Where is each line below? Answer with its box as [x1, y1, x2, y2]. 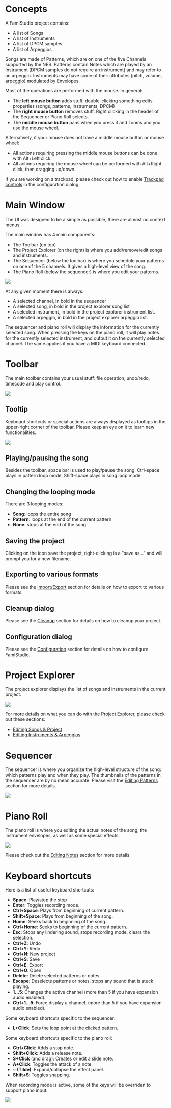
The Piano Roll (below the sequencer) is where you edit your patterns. [12, 269, 159, 275]
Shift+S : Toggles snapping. [12, 1072, 70, 1078]
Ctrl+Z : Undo [12, 940, 41, 946]
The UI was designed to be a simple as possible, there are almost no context [5, 216, 166, 222]
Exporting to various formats [5, 570, 98, 579]
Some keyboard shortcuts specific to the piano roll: [5, 1035, 112, 1041]
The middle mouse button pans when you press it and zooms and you [12, 119, 161, 125]
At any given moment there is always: [5, 288, 84, 294]
